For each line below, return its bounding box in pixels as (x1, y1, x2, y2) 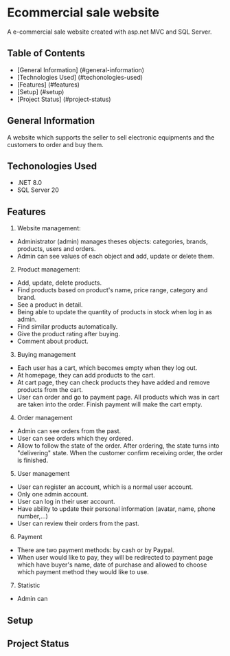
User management (16, 470, 70, 478)
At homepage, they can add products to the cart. (16, 371, 156, 380)
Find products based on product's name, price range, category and (16, 286, 208, 294)
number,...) (16, 512, 48, 521)
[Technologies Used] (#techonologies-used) (16, 73, 143, 81)
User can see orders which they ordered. (16, 435, 134, 443)
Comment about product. (16, 337, 89, 345)
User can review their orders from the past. (16, 519, 139, 527)
